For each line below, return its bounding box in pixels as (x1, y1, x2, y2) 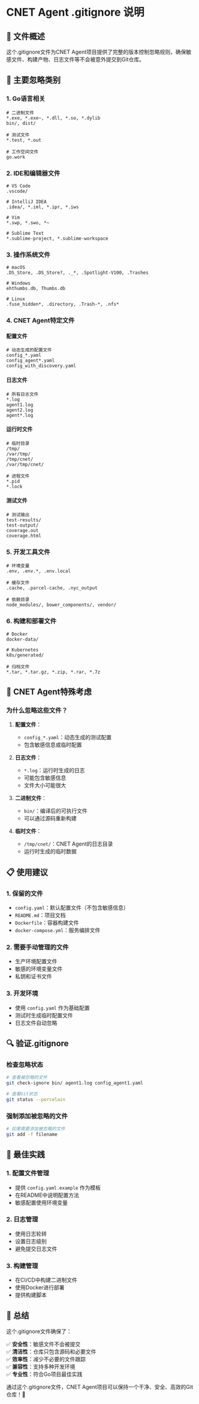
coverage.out (6, 528, 39, 534)
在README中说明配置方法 (14, 1191, 80, 1199)
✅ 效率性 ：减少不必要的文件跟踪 (6, 1355, 86, 1363)
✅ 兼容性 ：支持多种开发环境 (6, 1363, 76, 1370)
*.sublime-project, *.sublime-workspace (6, 235, 109, 241)
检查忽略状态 (6, 1061, 44, 1069)
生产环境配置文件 (14, 958, 58, 965)
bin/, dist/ (6, 120, 36, 126)
